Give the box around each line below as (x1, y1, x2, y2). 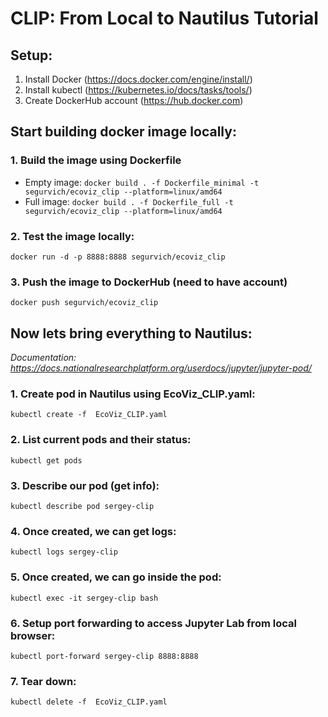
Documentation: (10, 352, 77, 364)
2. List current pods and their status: (10, 433, 192, 447)
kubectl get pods (10, 455, 83, 466)
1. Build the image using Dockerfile (10, 153, 182, 167)
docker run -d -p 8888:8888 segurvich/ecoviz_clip (10, 252, 226, 262)
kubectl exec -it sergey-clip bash (10, 593, 159, 603)
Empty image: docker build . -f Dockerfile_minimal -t (24, 176, 260, 188)
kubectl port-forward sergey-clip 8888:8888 (10, 651, 199, 661)
